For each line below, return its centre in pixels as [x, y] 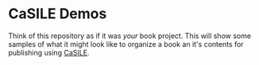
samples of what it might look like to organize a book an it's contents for [126, 44]
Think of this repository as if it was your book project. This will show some [130, 36]
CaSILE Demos [58, 14]
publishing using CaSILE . [49, 52]
